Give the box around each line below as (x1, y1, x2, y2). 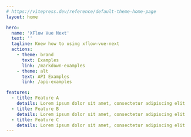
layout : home (6, 14, 38, 20)
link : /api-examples (21, 79, 72, 85)
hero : (6, 25, 19, 30)
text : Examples (21, 57, 59, 63)
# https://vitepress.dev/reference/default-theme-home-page (6, 8, 157, 15)
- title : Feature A (11, 95, 59, 101)
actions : (11, 46, 33, 53)
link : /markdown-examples (21, 63, 85, 68)
